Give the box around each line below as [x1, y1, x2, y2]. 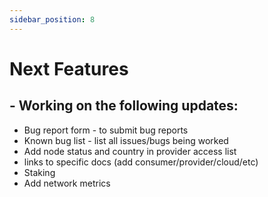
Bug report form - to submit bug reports [23, 124, 189, 136]
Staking [23, 166, 56, 178]
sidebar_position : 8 [9, 14, 96, 25]
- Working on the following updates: [9, 97, 239, 115]
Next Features [9, 57, 129, 80]
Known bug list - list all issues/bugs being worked [23, 134, 229, 146]
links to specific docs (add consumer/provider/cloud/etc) [23, 156, 259, 168]
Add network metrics [23, 177, 111, 189]
